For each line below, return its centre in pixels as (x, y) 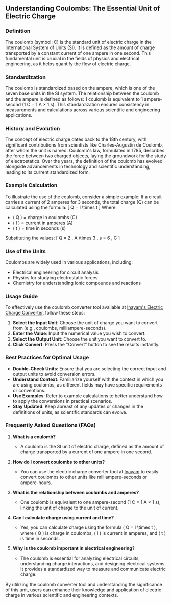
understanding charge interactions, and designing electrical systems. (93, 563)
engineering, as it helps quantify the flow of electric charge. (68, 64)
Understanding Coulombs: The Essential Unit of (83, 8)
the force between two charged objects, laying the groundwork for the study (86, 156)
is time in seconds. (40, 538)
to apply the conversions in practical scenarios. (62, 401)
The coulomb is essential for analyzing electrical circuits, (80, 558)
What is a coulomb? (34, 437)
